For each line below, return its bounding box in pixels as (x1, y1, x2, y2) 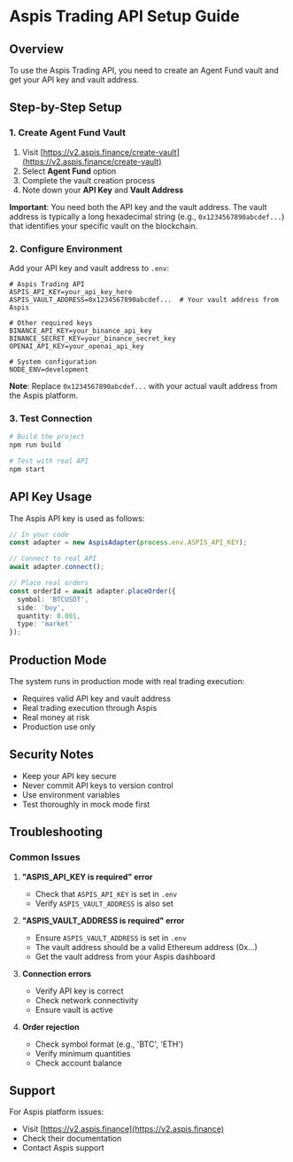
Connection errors (21, 968, 91, 979)
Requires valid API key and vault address (21, 693, 171, 704)
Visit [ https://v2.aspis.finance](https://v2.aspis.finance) (21, 1124, 224, 1135)
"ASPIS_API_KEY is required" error (21, 871, 153, 882)
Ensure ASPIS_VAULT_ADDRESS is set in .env (35, 932, 188, 943)
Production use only (21, 721, 96, 732)
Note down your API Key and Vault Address (21, 184, 184, 195)
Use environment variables (21, 789, 120, 799)
